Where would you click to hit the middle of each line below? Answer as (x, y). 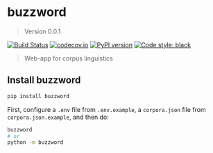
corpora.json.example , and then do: (58, 117)
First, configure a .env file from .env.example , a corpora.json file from (106, 109)
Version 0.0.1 (42, 31)
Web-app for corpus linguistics (68, 58)
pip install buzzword (39, 96)
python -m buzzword (35, 143)
